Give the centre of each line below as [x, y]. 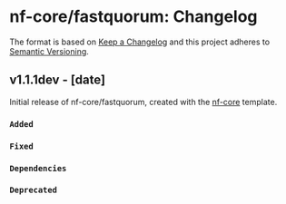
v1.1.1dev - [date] [58, 80]
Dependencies [38, 168]
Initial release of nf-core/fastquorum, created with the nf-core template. [143, 102]
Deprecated [33, 190]
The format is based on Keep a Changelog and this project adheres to [140, 42]
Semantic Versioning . [49, 51]
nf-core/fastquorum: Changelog [133, 17]
